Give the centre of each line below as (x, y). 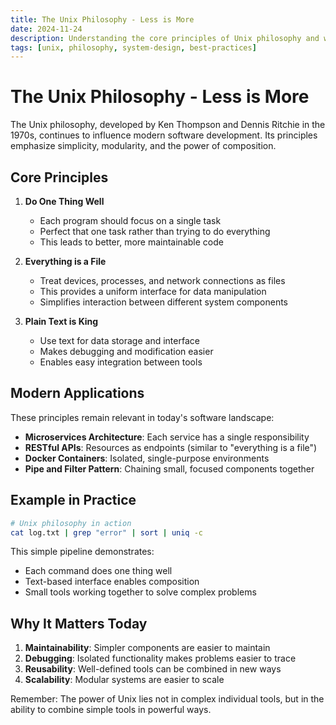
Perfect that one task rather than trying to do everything (155, 231)
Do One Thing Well (64, 201)
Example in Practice (73, 500)
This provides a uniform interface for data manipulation (153, 291)
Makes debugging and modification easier (126, 351)
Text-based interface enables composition (112, 582)
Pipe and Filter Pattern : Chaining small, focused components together (169, 468)
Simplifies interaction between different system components (164, 302)
